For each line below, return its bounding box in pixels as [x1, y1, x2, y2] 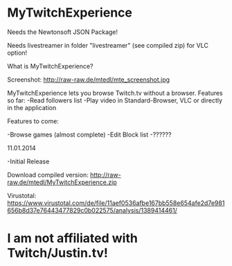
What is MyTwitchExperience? [7, 62, 93, 70]
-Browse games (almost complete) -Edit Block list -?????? [7, 130, 172, 139]
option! [7, 48, 28, 57]
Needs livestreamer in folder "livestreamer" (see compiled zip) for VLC [7, 41, 209, 49]
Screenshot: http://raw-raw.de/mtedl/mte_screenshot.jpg [7, 75, 170, 84]
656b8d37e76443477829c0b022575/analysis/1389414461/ [7, 206, 178, 214]
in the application [7, 103, 57, 112]
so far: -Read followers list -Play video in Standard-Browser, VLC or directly [7, 96, 223, 105]
